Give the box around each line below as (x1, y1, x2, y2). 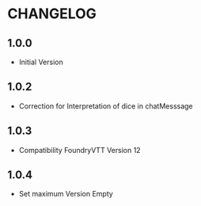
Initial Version (18, 57, 64, 67)
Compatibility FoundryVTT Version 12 (18, 145, 141, 154)
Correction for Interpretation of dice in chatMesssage (18, 101, 193, 111)
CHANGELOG (7, 5, 97, 23)
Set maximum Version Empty (18, 189, 114, 199)
